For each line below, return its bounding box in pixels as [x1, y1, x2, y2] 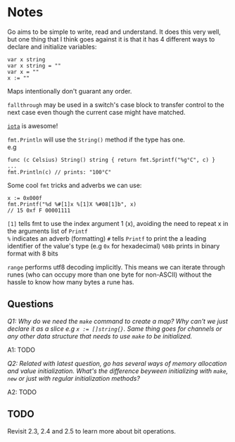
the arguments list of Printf [7, 227, 88, 235]
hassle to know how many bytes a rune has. [7, 277, 135, 286]
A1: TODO [7, 346, 35, 354]
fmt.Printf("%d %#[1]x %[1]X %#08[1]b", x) [7, 201, 137, 208]
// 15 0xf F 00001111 [7, 207, 71, 214]
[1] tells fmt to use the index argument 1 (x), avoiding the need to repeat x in [7, 219, 229, 227]
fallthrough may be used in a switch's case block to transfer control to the [7, 100, 224, 109]
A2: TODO [7, 388, 37, 396]
